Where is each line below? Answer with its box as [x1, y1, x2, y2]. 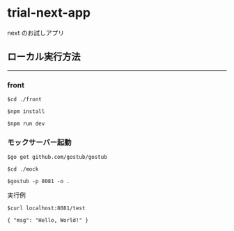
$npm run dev [7, 120, 45, 128]
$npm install [7, 108, 45, 115]
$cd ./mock [7, 166, 39, 173]
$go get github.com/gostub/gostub [7, 154, 108, 161]
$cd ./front [7, 96, 42, 103]
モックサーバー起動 [7, 137, 72, 147]
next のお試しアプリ [7, 28, 65, 37]
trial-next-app [7, 5, 91, 21]
